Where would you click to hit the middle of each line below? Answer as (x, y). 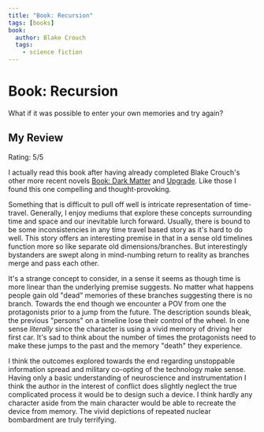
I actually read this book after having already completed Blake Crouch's (124, 172)
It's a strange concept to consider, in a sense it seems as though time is (125, 278)
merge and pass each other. (54, 263)
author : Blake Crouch (51, 38)
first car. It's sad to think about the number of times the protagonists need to (132, 337)
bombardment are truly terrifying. (62, 419)
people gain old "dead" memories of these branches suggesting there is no (130, 295)
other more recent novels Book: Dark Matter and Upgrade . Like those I (122, 180)
